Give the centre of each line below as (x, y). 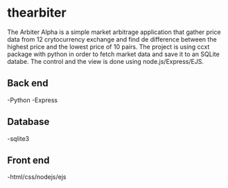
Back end (28, 84)
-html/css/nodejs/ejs (37, 177)
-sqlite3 (18, 138)
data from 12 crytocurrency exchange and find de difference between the (112, 39)
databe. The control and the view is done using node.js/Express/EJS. (106, 61)
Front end (28, 160)
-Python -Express (32, 100)
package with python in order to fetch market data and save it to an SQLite (113, 54)
